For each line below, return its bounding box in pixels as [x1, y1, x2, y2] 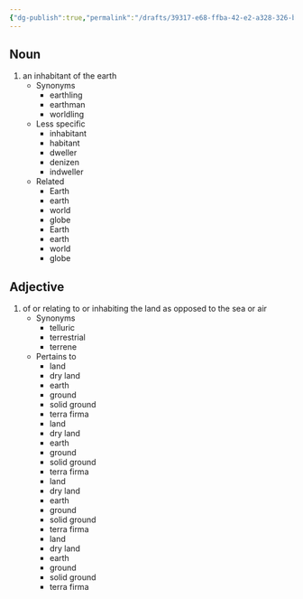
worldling [49, 109, 85, 120]
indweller [49, 166, 84, 177]
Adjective [9, 279, 65, 295]
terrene [49, 342, 78, 352]
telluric [49, 323, 75, 333]
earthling [49, 89, 83, 100]
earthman [49, 99, 86, 110]
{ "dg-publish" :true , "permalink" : [9, 13, 135, 23]
